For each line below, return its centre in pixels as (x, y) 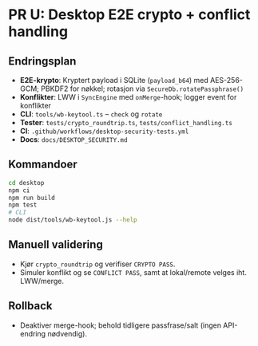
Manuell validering (56, 245)
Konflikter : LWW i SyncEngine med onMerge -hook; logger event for (128, 97)
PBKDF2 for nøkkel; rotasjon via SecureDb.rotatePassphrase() (143, 88)
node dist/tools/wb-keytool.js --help (73, 220)
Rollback (30, 306)
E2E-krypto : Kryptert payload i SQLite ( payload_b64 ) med (114, 80)
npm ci (19, 190)
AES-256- (227, 80)
